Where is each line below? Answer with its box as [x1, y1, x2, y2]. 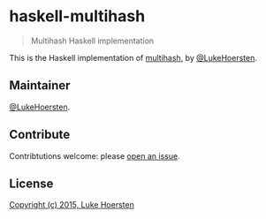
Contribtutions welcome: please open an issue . [9, 150, 180, 161]
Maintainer [9, 78, 71, 94]
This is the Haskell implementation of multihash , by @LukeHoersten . [9, 52, 258, 63]
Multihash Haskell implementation [30, 35, 155, 46]
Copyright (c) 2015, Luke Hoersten [9, 200, 134, 210]
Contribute [9, 127, 71, 142]
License [9, 176, 54, 191]
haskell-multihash [9, 6, 146, 26]
